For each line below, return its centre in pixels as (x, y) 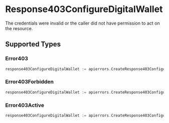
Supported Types (33, 44)
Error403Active (25, 105)
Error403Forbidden (29, 82)
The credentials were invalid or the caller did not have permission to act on (82, 23)
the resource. (19, 28)
